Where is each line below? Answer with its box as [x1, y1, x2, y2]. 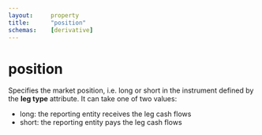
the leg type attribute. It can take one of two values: [8, 94, 178, 104]
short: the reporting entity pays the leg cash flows [19, 118, 183, 127]
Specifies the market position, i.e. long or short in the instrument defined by [8, 86, 254, 95]
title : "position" [8, 19, 87, 27]
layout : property [8, 11, 80, 20]
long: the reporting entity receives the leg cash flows [19, 109, 192, 119]
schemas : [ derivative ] [8, 26, 93, 34]
